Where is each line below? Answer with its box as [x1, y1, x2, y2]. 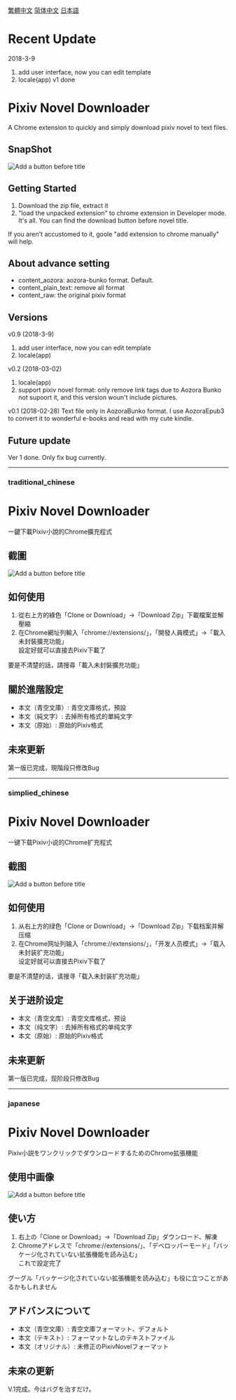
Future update [8, 435, 71, 447]
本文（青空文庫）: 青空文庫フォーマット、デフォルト [18, 1325, 169, 1333]
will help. [8, 237, 34, 246]
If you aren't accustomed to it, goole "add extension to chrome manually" [8, 230, 220, 238]
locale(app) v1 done [18, 75, 76, 84]
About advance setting [8, 257, 111, 269]
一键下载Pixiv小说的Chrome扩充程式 [8, 838, 113, 846]
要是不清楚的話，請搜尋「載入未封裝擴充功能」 [8, 661, 143, 669]
